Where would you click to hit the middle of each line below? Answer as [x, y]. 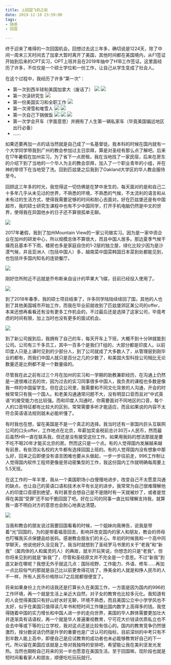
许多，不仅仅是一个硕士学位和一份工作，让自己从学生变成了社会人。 [85, 68]
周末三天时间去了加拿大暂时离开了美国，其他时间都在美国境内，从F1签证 [90, 55]
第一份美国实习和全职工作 [39, 102]
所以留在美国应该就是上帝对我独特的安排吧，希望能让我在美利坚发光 [85, 645]
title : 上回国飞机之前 [27, 10]
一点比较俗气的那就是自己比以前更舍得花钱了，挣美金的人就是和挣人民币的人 [85, 570]
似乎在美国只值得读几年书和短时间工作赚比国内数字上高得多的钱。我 [90, 607]
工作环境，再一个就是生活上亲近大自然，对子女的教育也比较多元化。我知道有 [85, 594]
